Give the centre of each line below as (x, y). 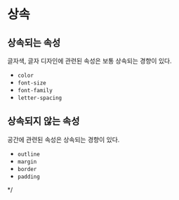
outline (28, 154)
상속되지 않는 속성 (44, 121)
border (27, 169)
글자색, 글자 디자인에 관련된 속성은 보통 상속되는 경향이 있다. (89, 61)
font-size (32, 83)
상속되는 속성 (34, 43)
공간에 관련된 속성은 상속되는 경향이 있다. (64, 139)
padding (28, 177)
